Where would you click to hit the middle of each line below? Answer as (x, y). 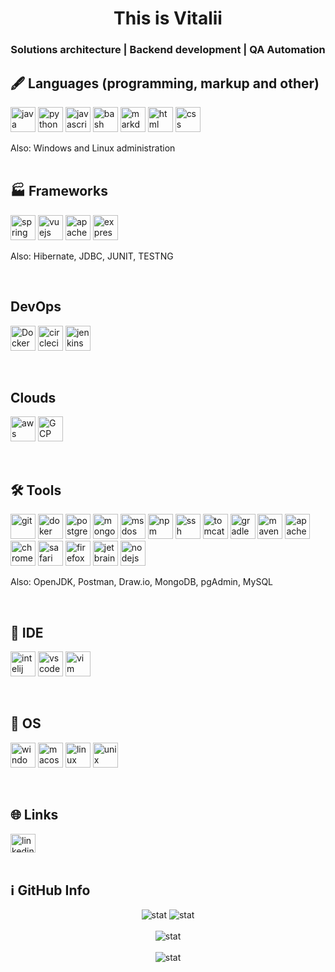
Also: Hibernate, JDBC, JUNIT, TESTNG (92, 256)
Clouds (33, 397)
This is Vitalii (168, 18)
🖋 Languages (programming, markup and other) (165, 83)
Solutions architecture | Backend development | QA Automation (168, 50)
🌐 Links (34, 815)
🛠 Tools (36, 490)
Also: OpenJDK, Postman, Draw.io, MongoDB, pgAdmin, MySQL (142, 582)
